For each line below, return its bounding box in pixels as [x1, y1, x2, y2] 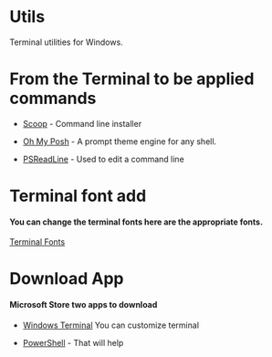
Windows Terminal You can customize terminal [22, 320, 199, 331]
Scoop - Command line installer [22, 118, 142, 129]
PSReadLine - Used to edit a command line [22, 153, 184, 164]
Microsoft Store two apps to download [9, 299, 158, 310]
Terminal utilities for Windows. [9, 37, 123, 47]
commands [9, 89, 97, 109]
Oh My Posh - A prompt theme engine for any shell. [22, 135, 217, 147]
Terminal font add [9, 185, 147, 206]
